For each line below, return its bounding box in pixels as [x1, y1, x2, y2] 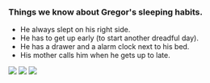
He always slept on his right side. [19, 25, 131, 35]
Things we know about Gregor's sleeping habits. [8, 6, 204, 18]
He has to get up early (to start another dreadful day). [19, 33, 199, 43]
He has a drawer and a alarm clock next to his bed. [19, 42, 190, 52]
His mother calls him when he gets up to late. [19, 51, 171, 60]
